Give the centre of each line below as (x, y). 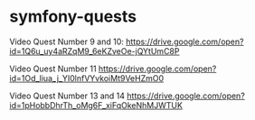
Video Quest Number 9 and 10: (67, 42)
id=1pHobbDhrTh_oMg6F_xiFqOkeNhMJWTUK (96, 105)
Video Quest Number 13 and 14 (67, 96)
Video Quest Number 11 (53, 69)
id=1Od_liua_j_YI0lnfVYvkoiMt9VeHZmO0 (87, 78)
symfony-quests (73, 17)
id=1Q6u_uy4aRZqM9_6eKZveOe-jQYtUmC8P (94, 51)
